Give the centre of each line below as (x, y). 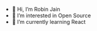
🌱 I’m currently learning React (49, 22)
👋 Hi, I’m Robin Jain (36, 9)
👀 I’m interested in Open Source (52, 15)
